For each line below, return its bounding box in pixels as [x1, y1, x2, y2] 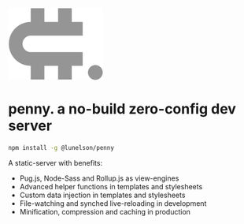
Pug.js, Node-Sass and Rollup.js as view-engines [19, 174, 179, 183]
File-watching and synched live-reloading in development [19, 198, 207, 208]
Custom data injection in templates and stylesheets [19, 190, 186, 200]
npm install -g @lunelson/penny [8, 144, 114, 151]
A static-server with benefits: [8, 158, 103, 167]
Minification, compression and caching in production [19, 207, 191, 216]
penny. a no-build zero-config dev [8, 100, 236, 118]
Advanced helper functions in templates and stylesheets [19, 181, 203, 191]
